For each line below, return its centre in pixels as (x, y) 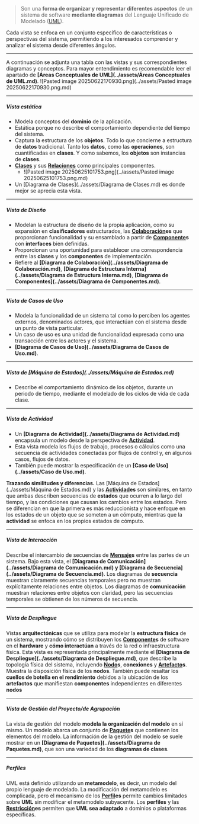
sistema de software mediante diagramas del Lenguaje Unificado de (105, 15)
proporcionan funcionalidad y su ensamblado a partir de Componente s (102, 237)
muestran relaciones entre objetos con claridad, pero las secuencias (90, 592)
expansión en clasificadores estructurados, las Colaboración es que (98, 231)
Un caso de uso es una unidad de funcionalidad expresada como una (99, 334)
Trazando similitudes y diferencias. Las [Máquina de (72, 483)
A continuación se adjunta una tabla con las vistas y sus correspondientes (97, 62)
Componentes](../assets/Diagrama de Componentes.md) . (88, 281)
